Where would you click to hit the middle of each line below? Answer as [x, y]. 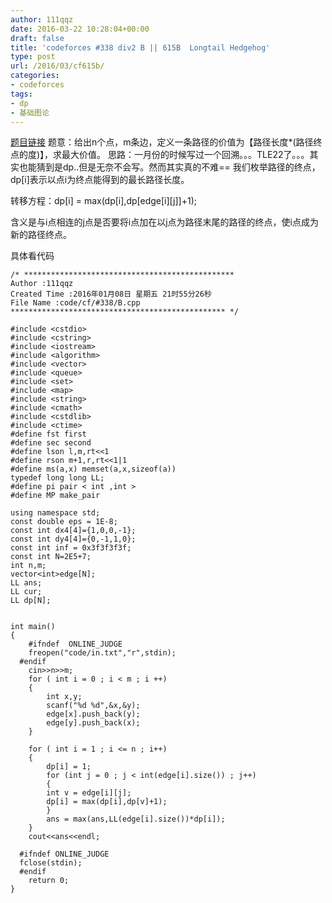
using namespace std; [55, 513]
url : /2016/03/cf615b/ [57, 66]
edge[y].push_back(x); [93, 723]
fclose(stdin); [51, 863]
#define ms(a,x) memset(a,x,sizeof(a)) [93, 469]
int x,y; [64, 697]
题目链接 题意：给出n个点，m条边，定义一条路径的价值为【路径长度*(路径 [162, 142]
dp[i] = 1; [69, 767]
